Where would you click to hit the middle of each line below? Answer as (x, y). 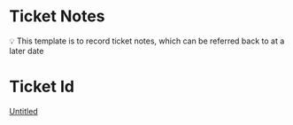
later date (27, 51)
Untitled (23, 111)
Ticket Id (42, 87)
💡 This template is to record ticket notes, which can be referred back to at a (147, 41)
